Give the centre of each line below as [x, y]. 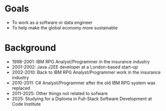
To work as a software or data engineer [52, 22]
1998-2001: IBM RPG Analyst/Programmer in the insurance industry [81, 61]
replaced [21, 88]
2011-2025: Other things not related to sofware [60, 93]
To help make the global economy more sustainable [65, 27]
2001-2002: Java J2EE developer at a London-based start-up [75, 67]
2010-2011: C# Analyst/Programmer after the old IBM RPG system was [84, 83]
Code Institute [26, 104]
